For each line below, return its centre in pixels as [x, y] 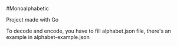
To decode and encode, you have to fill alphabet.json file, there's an [88, 31]
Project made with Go [32, 20]
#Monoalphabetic [27, 8]
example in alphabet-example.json [48, 37]
